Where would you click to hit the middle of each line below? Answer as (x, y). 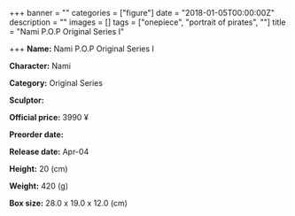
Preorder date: (36, 135)
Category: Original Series (56, 83)
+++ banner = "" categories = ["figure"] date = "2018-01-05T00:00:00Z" (142, 13)
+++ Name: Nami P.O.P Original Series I (82, 49)
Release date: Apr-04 (49, 151)
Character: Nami (40, 66)
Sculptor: (27, 100)
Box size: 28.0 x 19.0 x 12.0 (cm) (69, 203)
